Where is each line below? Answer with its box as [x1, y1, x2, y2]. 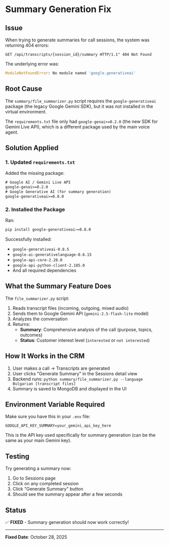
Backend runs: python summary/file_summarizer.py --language [12, 376, 143, 382]
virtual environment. [5, 108, 47, 114]
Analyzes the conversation [12, 316, 68, 322]
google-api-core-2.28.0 [12, 258, 63, 263]
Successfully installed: [5, 236, 52, 242]
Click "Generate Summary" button [12, 486, 83, 492]
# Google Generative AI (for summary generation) [5, 189, 112, 194]
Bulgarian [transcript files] [12, 381, 76, 386]
